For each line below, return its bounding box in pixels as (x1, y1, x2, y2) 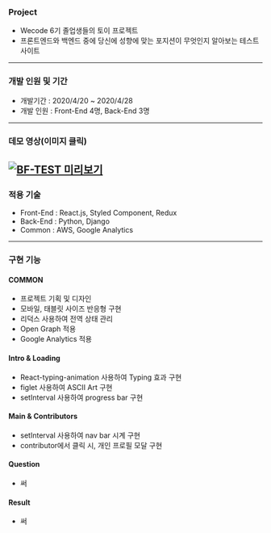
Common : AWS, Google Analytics (19, 225, 134, 235)
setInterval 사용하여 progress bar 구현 (19, 392, 144, 402)
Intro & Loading (8, 353, 60, 363)
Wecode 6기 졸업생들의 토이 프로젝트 (19, 26, 139, 36)
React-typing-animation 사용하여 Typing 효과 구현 (19, 372, 182, 382)
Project (8, 6, 38, 18)
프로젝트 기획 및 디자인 (19, 294, 92, 304)
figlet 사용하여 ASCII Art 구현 (19, 382, 113, 392)
